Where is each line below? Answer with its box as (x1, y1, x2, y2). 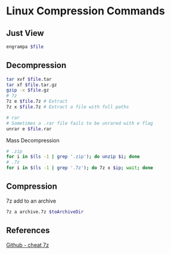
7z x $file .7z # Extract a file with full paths (6, 104, 129, 110)
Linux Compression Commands (6, 4, 165, 18)
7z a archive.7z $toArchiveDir (6, 209, 84, 215)
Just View (6, 28, 45, 38)
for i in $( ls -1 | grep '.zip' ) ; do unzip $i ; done (6, 154, 140, 160)
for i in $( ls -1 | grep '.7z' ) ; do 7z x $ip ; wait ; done (6, 165, 154, 171)
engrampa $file (6, 44, 44, 50)
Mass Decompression (6, 136, 60, 144)
